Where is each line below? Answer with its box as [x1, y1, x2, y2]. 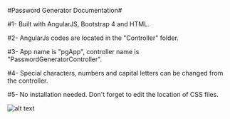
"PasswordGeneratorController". [7, 55, 103, 63]
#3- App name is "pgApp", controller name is [7, 48, 140, 56]
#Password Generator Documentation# [7, 6, 122, 14]
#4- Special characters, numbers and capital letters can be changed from [7, 69, 224, 77]
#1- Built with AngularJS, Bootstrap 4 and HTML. [7, 20, 150, 28]
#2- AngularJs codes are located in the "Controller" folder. [7, 33, 179, 42]
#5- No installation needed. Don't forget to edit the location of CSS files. [7, 90, 219, 98]
